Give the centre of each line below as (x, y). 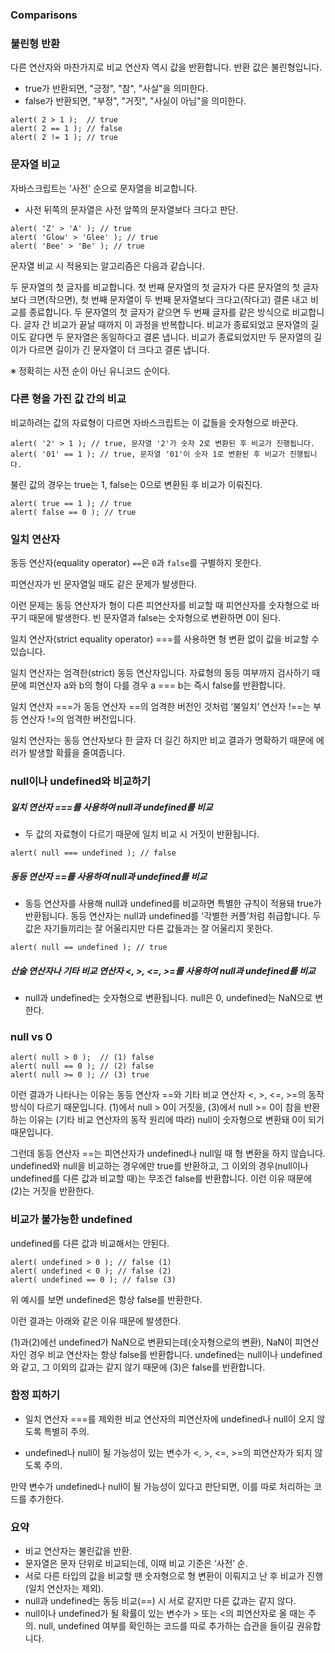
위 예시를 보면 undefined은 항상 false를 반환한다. (106, 1299)
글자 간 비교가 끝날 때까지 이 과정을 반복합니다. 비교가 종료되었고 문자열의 (166, 324)
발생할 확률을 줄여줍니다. (77, 753)
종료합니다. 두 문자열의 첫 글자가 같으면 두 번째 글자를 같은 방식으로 (159, 312)
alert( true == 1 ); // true (71, 503)
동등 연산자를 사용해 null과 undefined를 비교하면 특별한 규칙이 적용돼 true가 (173, 903)
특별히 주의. (66, 1431)
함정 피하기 (35, 1395)
